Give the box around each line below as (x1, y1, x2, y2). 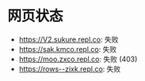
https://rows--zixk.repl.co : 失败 (18, 64, 121, 73)
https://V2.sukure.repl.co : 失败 (18, 35, 119, 44)
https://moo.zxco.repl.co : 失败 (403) (18, 54, 138, 64)
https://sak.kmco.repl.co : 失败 (18, 44, 117, 53)
